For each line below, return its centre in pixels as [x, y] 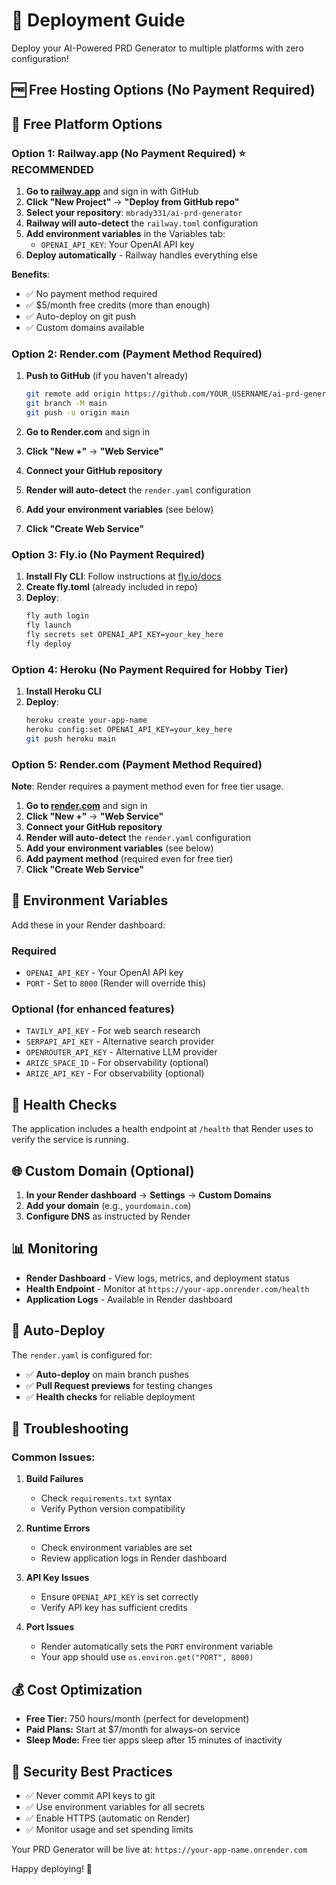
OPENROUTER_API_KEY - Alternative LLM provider [121, 1052]
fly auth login [57, 616]
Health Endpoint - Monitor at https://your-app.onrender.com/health [167, 1288]
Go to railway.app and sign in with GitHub [112, 191]
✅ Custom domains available [85, 328]
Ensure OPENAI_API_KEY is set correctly [119, 1597]
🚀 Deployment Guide [98, 20]
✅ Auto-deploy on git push [81, 316]
